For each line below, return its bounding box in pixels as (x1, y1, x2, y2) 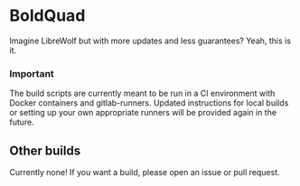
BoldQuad (9, 5, 86, 26)
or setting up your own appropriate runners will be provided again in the (9, 107, 277, 118)
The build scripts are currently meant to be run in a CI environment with (9, 88, 276, 99)
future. (9, 116, 34, 127)
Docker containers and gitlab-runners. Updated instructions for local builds (9, 98, 289, 108)
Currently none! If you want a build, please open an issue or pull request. (9, 167, 280, 178)
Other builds (9, 143, 81, 158)
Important (9, 67, 54, 79)
